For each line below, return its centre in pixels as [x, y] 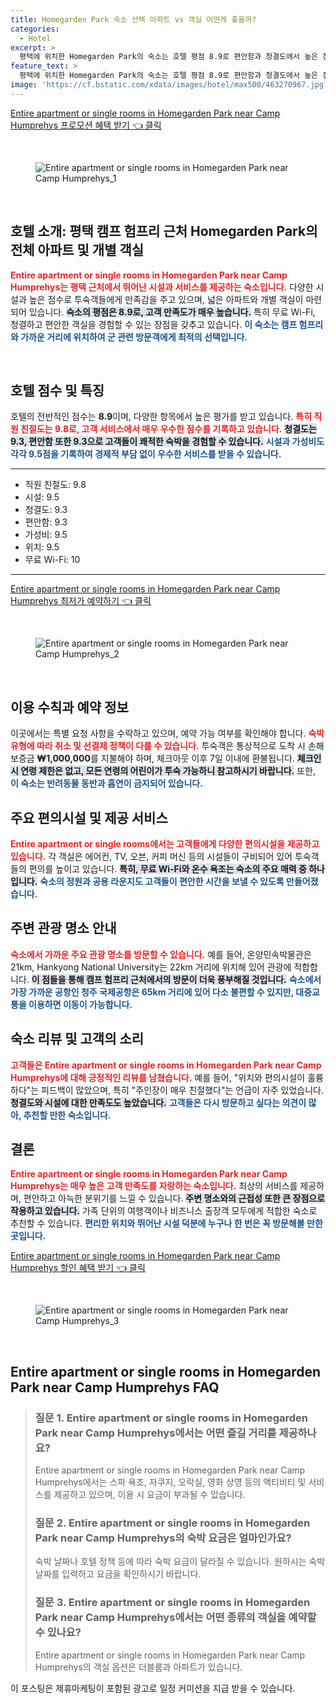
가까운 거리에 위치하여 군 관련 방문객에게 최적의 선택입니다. [134, 337]
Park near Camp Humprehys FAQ [115, 1387]
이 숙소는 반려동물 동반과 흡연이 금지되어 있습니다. [106, 783]
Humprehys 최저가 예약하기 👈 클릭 [81, 601]
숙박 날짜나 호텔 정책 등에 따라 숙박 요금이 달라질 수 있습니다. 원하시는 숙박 [180, 1562]
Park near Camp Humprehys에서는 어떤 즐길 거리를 [155, 1433]
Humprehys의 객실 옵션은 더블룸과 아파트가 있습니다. [138, 1667]
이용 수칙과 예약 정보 [69, 707]
